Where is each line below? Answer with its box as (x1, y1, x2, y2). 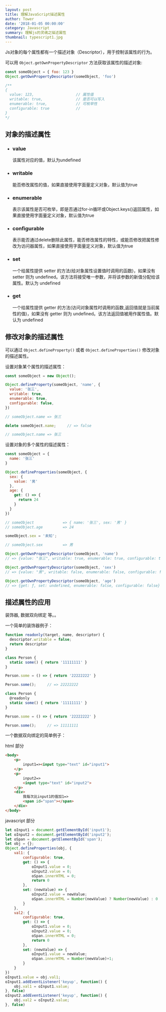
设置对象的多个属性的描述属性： (5, 441, 70, 448)
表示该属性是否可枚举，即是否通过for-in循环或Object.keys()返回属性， (12, 206, 155, 212)
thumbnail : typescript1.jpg (5, 35, 63, 40)
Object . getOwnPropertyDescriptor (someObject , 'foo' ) (5, 74, 116, 79)
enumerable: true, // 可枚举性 (9, 101, 98, 106)
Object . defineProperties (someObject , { (5, 470, 87, 475)
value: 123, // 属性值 (9, 92, 94, 97)
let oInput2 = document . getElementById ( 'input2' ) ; (5, 832, 112, 837)
